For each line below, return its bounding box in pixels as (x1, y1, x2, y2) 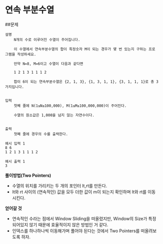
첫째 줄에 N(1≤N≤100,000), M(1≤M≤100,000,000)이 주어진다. (14, 103, 127, 108)
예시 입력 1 (5, 141, 25, 146)
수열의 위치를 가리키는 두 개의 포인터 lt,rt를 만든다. (12, 183, 108, 188)
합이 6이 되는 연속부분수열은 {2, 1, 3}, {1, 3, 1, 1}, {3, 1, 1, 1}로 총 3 (14, 79, 159, 84)
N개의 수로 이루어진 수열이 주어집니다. (14, 37, 80, 42)
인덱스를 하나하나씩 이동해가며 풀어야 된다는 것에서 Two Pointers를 (12, 227, 140, 234)
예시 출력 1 (5, 159, 25, 164)
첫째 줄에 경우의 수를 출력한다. (14, 131, 68, 136)
